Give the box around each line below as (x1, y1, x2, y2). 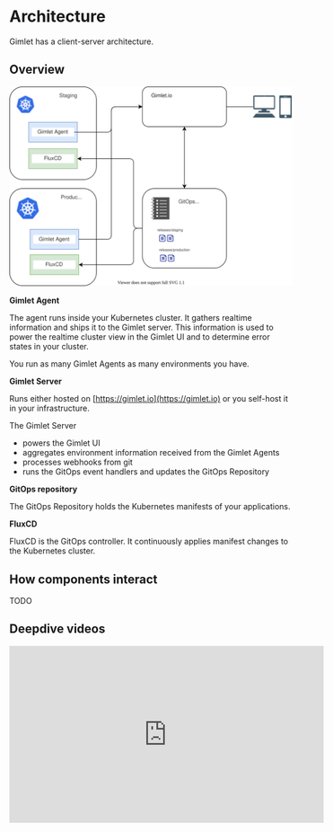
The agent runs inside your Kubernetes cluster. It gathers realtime (9, 313, 253, 323)
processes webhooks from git (22, 456, 133, 468)
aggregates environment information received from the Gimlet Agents (22, 447, 280, 458)
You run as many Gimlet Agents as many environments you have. (9, 358, 250, 369)
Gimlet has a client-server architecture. (9, 36, 154, 47)
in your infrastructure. (9, 403, 90, 414)
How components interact (9, 571, 158, 587)
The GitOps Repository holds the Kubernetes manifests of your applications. (9, 501, 291, 512)
